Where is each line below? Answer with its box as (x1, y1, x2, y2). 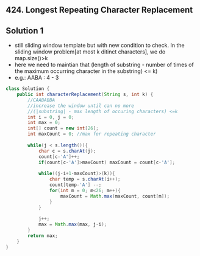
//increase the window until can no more (27, 103, 135, 109)
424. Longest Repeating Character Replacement (5, 5, 193, 15)
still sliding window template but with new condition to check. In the (14, 42, 185, 49)
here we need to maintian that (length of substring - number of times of (14, 61, 195, 69)
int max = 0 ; (27, 120, 61, 126)
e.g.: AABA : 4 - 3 (14, 74, 59, 81)
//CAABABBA (27, 97, 55, 103)
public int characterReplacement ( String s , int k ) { (16, 91, 154, 98)
